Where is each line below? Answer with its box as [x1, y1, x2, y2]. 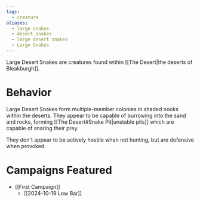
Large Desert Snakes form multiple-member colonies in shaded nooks [6, 105, 179, 112]
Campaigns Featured [6, 164, 112, 177]
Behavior [6, 86, 52, 99]
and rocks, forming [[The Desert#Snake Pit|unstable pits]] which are [6, 118, 174, 126]
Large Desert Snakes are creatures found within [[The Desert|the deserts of [6, 58, 193, 66]
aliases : [6, 20, 28, 26]
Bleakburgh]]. [6, 65, 40, 72]
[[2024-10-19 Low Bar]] [23, 189, 82, 197]
